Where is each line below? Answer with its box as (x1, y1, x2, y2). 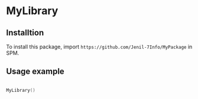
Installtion (6, 28, 44, 38)
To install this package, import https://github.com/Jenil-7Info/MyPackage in (6, 43, 193, 50)
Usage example (6, 67, 65, 77)
